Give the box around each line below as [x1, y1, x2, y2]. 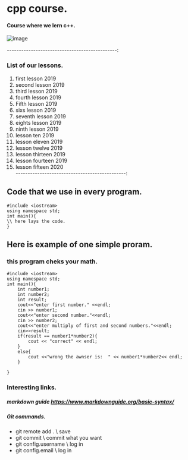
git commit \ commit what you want [15, 434, 102, 442]
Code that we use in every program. [7, 187, 142, 197]
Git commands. [7, 413, 46, 420]
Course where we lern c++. [7, 21, 76, 29]
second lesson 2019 [15, 81, 65, 88]
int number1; [17, 286, 50, 292]
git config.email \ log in [15, 447, 72, 454]
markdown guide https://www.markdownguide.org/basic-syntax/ [7, 398, 174, 405]
